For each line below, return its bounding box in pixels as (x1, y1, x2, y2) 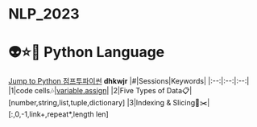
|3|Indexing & (126, 98, 172, 108)
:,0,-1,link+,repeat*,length (8, 109, 94, 119)
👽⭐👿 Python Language (8, 43, 165, 61)
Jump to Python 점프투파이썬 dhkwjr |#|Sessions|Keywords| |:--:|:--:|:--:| (8, 76, 250, 86)
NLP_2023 (8, 5, 80, 23)
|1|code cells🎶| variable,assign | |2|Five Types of (8, 86, 165, 96)
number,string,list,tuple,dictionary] (8, 98, 126, 108)
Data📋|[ (166, 86, 193, 96)
